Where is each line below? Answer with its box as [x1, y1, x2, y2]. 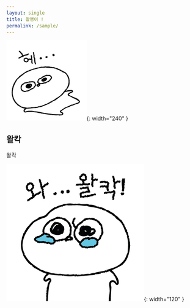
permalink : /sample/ [6, 23, 59, 29]
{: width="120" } [144, 296, 185, 303]
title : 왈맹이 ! [6, 16, 44, 23]
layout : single [6, 10, 45, 16]
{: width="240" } [86, 115, 128, 122]
